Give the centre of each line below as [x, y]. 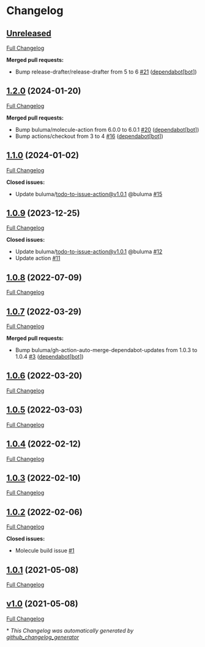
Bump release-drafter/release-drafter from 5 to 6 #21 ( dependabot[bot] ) [106, 72]
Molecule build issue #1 [45, 551]
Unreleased [29, 33]
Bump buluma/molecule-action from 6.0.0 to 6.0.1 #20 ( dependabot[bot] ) [107, 129]
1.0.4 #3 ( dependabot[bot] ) [49, 357]
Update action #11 [38, 258]
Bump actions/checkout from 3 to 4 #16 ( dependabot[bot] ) [89, 136]
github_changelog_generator [43, 637]
